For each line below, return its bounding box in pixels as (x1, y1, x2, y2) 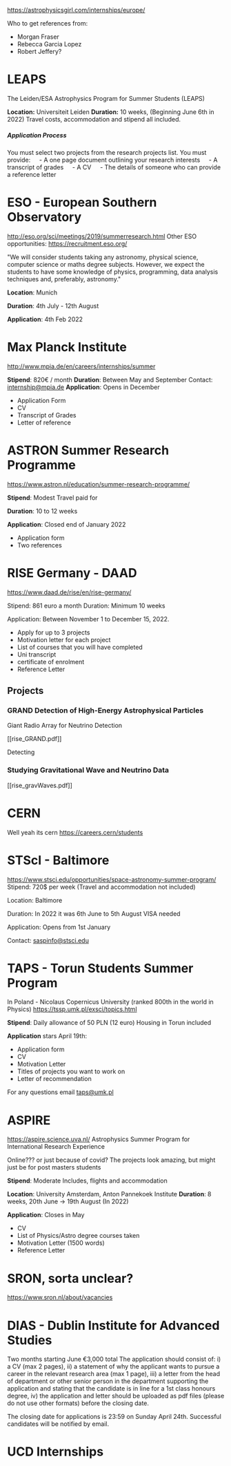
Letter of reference (17, 418, 71, 426)
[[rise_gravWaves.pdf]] (7, 781, 72, 789)
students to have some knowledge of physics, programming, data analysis (7, 267, 219, 276)
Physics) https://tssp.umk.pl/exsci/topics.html (7, 1005, 137, 1013)
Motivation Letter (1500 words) (17, 1239, 105, 1247)
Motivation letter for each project (17, 635, 111, 643)
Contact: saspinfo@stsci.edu (7, 936, 90, 944)
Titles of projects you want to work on (17, 1067, 125, 1075)
